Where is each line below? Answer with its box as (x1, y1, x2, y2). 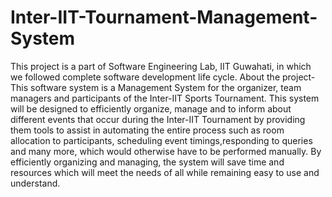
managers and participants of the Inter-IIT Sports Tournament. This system (10, 92, 320, 104)
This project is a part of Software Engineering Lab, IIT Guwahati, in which (10, 60, 312, 72)
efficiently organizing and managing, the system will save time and (10, 156, 285, 168)
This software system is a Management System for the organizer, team (10, 81, 302, 93)
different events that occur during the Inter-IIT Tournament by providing (10, 113, 306, 125)
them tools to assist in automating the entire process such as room (10, 124, 285, 136)
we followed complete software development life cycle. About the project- (10, 71, 316, 83)
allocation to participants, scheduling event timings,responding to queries (10, 134, 313, 146)
